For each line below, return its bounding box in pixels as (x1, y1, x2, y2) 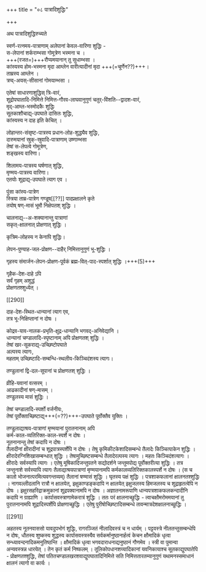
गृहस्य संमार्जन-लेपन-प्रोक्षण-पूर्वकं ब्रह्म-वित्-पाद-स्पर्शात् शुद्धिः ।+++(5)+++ (6, 258, 156, 265)
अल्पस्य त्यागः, (6, 348, 34, 355)
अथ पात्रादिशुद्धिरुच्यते (6, 30, 47, 37)
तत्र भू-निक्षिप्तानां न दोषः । (6, 315, 57, 322)
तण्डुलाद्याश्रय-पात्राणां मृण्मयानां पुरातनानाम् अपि (6, 425, 95, 432)
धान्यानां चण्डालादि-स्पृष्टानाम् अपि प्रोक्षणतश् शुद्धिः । (6, 334, 105, 341)
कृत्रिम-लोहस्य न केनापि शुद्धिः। (6, 233, 66, 241)
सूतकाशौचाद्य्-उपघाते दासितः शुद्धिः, (6, 110, 74, 117)
